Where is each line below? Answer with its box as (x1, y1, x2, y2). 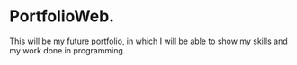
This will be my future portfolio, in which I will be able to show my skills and (9, 36, 288, 46)
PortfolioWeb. (9, 6, 115, 27)
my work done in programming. (9, 45, 126, 55)
